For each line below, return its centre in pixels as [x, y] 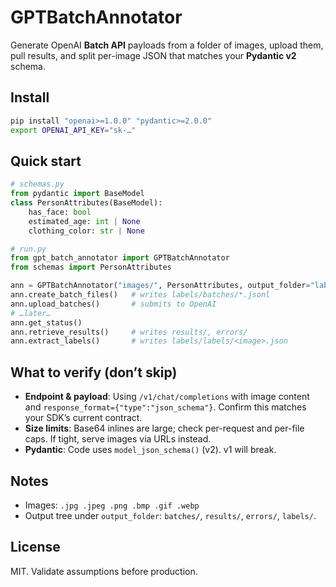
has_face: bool [60, 212]
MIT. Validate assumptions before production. [104, 571]
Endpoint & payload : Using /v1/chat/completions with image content [167, 397]
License [35, 547]
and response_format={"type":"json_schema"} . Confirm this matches [165, 407]
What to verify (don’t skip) [94, 372]
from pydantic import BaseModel [77, 194]
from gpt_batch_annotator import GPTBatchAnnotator [120, 258]
